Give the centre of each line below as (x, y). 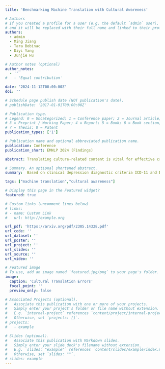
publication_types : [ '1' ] (31, 132)
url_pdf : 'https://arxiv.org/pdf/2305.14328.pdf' (57, 227)
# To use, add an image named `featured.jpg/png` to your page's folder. (82, 272)
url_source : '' (21, 254)
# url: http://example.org (35, 218)
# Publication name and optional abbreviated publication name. (72, 141)
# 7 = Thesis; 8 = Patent (31, 128)
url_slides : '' (21, 250)
